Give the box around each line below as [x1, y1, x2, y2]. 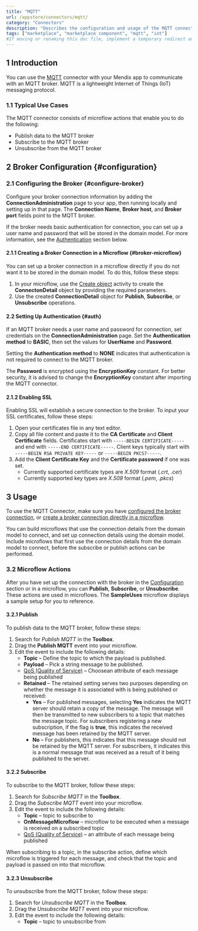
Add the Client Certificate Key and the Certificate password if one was [14, 456, 190, 463]
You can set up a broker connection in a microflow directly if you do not [6, 262, 180, 270]
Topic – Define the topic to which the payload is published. [23, 654, 167, 661]
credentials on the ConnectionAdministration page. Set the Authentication [6, 332, 190, 339]
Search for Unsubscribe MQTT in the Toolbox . [14, 899, 128, 906]
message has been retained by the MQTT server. [32, 729, 151, 737]
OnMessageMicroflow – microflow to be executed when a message [23, 818, 190, 825]
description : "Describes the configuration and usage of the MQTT [6, 25, 173, 31]
